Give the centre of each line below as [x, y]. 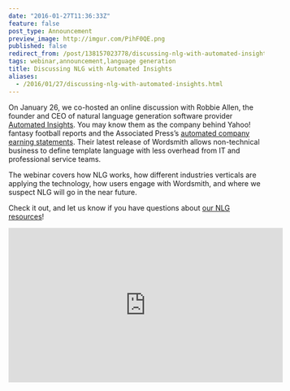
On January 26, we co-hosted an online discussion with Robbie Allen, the [131, 107]
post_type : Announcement [50, 31]
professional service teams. [55, 159]
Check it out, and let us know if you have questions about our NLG [119, 207]
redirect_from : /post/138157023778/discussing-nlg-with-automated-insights [139, 54]
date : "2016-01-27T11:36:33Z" [60, 16]
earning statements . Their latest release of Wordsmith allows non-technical [134, 141]
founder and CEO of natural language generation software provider [121, 115]
